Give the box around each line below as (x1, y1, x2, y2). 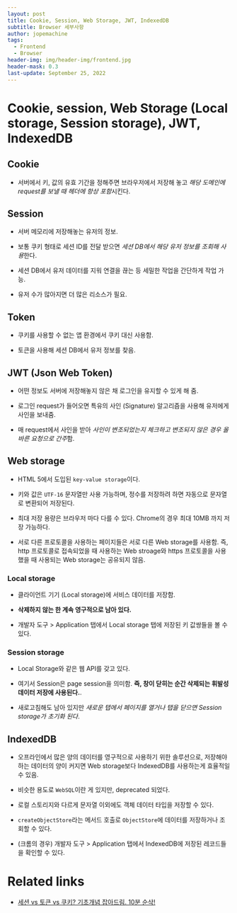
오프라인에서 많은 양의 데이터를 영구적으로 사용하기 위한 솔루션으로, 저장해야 (17, 753, 228, 762)
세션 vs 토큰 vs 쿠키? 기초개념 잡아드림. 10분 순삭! (17, 898, 156, 907)
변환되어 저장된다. (25, 498, 75, 507)
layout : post (7, 10, 46, 18)
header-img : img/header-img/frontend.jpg (7, 57, 132, 64)
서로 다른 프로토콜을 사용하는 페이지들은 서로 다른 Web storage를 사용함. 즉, (17, 537, 229, 546)
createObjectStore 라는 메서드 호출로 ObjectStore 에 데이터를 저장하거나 (17, 815, 218, 825)
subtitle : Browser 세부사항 (7, 23, 84, 30)
